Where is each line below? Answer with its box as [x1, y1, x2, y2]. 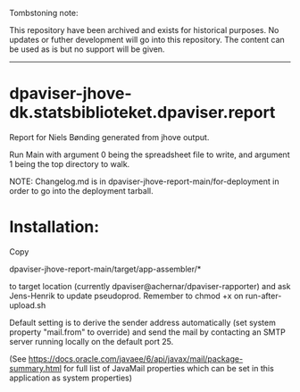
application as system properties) [9, 372, 132, 383]
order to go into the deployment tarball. [9, 185, 154, 196]
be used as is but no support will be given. [9, 44, 165, 54]
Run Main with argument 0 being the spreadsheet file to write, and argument [9, 149, 290, 160]
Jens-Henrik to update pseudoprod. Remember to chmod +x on [9, 290, 244, 301]
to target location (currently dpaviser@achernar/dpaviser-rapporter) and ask [9, 280, 291, 291]
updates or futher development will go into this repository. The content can [9, 35, 286, 45]
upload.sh [9, 299, 46, 311]
